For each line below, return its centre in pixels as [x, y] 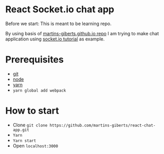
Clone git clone [30, 125]
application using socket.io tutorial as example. [55, 39]
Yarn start [24, 141]
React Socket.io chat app [60, 9]
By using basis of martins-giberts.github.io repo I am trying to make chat [82, 33]
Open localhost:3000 [35, 146]
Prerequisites [35, 60]
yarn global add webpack [39, 91]
